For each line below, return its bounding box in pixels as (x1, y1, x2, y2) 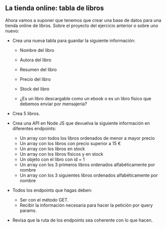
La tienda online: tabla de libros (5, 4, 104, 12)
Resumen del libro (19, 66, 57, 72)
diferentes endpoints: (12, 125, 56, 131)
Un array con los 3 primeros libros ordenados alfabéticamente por (19, 162, 156, 168)
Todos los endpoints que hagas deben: (12, 187, 92, 193)
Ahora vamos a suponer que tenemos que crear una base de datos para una (5, 17, 162, 23)
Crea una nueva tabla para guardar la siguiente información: (12, 37, 136, 43)
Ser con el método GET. (19, 197, 69, 203)
